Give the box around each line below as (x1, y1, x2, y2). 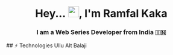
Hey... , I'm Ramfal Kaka (35, 7, 168, 20)
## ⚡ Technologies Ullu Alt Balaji (6, 42, 87, 49)
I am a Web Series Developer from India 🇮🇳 (36, 28, 166, 36)
